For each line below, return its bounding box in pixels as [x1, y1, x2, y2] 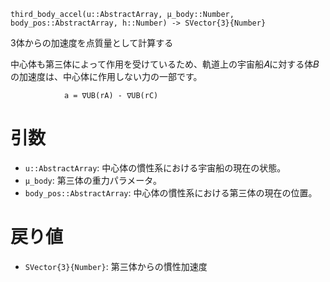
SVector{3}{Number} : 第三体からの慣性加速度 [24, 260, 208, 272]
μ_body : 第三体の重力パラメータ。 [24, 174, 162, 186]
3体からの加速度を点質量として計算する [10, 37, 174, 49]
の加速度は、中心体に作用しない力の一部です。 [10, 71, 203, 82]
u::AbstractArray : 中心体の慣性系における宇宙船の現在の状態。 [24, 161, 287, 174]
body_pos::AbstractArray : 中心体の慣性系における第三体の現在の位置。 [24, 186, 318, 199]
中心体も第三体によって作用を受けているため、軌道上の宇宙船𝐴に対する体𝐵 [10, 58, 320, 70]
